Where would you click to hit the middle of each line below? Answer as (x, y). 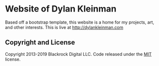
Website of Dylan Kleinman (61, 9)
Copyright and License (40, 43)
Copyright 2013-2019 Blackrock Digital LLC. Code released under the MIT (78, 54)
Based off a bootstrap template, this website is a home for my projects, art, (79, 22)
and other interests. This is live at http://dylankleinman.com (64, 27)
